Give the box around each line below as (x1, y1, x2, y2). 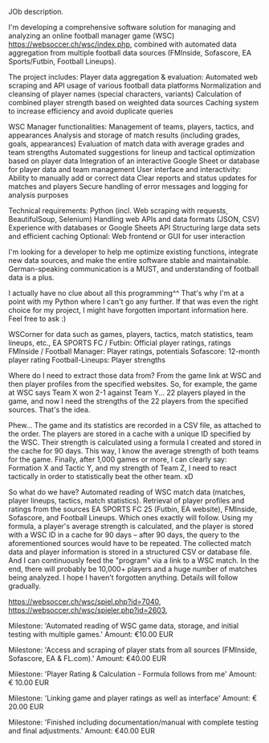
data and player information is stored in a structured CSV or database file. (8, 547, 252, 556)
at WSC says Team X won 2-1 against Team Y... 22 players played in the (8, 388, 247, 397)
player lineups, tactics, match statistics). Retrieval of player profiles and (8, 496, 245, 505)
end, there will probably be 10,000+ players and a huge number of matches (8, 564, 258, 573)
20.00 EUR (8, 702, 44, 711)
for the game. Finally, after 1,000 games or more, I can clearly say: (8, 454, 227, 464)
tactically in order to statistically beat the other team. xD (8, 472, 194, 481)
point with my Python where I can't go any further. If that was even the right (8, 297, 259, 306)
